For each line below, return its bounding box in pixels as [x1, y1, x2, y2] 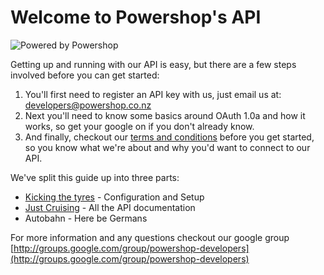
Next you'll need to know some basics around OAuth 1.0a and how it [24, 109, 306, 121]
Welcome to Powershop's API [10, 6, 262, 29]
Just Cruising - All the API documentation [24, 201, 196, 213]
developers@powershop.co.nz [24, 99, 152, 111]
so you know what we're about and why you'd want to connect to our [24, 141, 311, 153]
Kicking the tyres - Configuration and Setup [24, 191, 205, 203]
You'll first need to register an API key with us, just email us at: [24, 88, 282, 100]
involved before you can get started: [10, 69, 160, 81]
